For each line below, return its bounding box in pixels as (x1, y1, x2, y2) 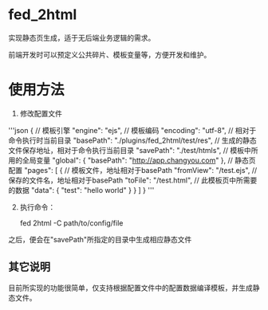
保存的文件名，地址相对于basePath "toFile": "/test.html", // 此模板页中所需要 (8, 175, 258, 185)
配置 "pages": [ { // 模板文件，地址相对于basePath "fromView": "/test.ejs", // (8, 165, 258, 175)
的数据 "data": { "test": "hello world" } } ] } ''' (8, 185, 155, 194)
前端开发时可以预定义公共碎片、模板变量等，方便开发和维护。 (8, 49, 211, 59)
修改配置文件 (19, 108, 62, 118)
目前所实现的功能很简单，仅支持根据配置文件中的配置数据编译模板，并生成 (8, 283, 253, 292)
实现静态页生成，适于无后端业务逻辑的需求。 (8, 33, 156, 42)
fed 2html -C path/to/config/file (19, 218, 124, 228)
